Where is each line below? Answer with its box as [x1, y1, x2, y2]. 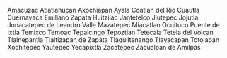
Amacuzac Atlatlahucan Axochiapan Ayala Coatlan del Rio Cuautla [7, 6, 200, 14]
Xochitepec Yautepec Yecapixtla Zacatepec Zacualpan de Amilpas [7, 43, 201, 51]
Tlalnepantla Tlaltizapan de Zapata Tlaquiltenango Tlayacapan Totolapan [7, 36, 220, 44]
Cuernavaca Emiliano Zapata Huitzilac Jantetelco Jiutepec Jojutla [7, 13, 199, 22]
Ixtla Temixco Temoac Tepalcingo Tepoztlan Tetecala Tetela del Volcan [7, 28, 214, 36]
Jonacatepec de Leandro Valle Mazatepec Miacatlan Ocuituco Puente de [7, 21, 221, 29]
